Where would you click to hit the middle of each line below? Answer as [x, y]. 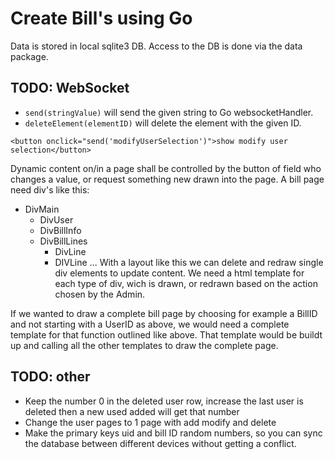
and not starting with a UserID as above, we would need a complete [150, 324]
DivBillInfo [60, 230]
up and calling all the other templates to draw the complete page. [144, 345]
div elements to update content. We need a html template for [179, 273]
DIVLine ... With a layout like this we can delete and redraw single [189, 262]
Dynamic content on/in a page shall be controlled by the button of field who [166, 168]
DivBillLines [63, 241]
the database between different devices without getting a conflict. [160, 443]
